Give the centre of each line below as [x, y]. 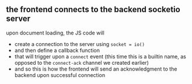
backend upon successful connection [60, 75]
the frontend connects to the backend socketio [93, 10]
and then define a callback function [57, 50]
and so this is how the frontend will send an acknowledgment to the [96, 69]
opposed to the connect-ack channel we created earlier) [81, 62]
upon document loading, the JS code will [55, 33]
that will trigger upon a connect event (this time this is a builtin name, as [100, 56]
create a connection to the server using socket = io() [79, 44]
